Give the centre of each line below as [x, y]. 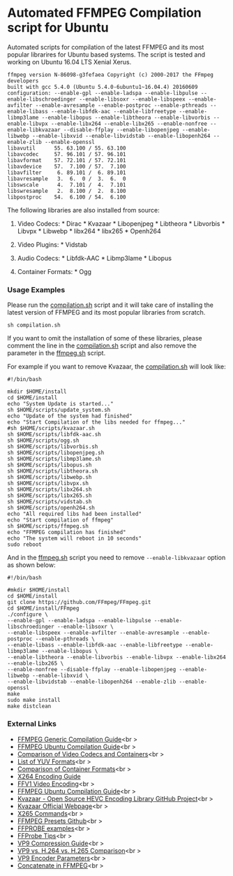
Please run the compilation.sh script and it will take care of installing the [111, 305]
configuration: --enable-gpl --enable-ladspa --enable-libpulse [103, 93]
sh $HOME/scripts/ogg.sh [43, 441]
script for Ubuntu [58, 28]
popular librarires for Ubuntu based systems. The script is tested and [106, 55]
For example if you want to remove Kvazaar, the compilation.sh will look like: [117, 367]
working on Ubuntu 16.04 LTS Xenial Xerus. [69, 62]
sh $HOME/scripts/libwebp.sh [50, 478]
